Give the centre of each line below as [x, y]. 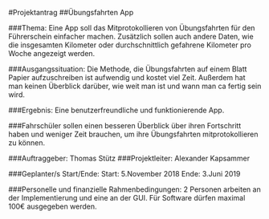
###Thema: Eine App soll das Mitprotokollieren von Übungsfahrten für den [132, 28]
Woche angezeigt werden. [52, 53]
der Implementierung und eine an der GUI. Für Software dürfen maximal [127, 198]
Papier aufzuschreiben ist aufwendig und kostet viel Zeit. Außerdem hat [127, 77]
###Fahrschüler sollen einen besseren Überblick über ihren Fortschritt [125, 126]
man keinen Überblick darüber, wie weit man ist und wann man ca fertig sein [135, 86]
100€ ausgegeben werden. [53, 206]
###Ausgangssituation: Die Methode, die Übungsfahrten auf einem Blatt [128, 69]
